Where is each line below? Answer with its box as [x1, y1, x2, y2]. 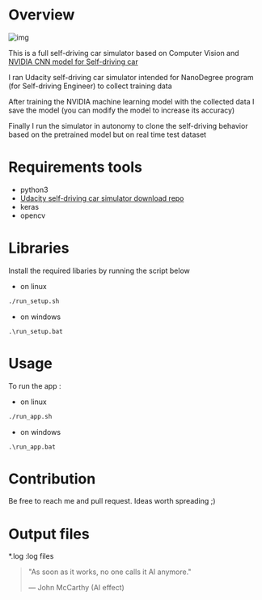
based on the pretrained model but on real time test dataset [8, 130, 207, 139]
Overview [8, 6, 75, 24]
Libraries [8, 239, 70, 257]
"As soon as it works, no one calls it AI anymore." [27, 567, 192, 577]
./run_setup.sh [8, 297, 60, 305]
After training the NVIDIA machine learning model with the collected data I [8, 96, 255, 106]
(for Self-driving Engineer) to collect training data [8, 81, 172, 91]
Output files [8, 525, 91, 543]
